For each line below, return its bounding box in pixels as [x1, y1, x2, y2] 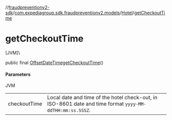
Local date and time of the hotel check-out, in [47, 94, 158, 101]
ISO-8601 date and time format [47, 100, 124, 107]
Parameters [5, 71, 31, 77]
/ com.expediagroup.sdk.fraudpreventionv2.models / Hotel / [12, 10, 135, 16]
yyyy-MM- [125, 101, 146, 107]
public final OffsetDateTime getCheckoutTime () [5, 59, 104, 66]
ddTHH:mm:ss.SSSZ [47, 108, 90, 113]
